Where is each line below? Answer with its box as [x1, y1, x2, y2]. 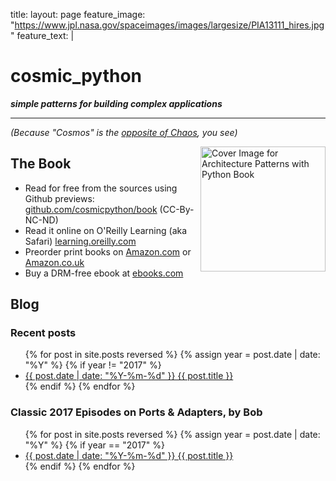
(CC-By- [159, 203, 195, 215]
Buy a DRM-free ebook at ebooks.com [24, 267, 184, 279]
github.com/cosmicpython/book [24, 203, 158, 215]
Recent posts [10, 326, 77, 340]
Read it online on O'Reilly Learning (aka [24, 224, 188, 236]
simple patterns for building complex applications [10, 97, 223, 109]
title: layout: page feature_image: [10, 9, 146, 20]
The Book [10, 155, 72, 173]
